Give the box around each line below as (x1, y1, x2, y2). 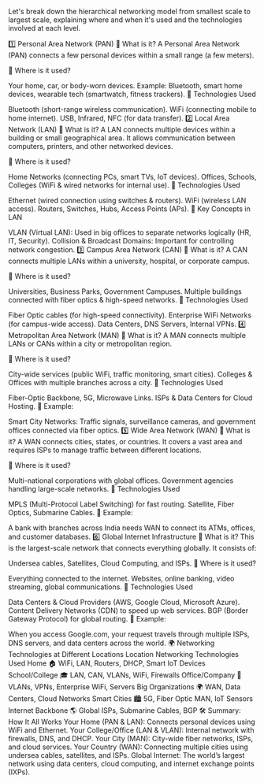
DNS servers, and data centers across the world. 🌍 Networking (8, 638, 215, 648)
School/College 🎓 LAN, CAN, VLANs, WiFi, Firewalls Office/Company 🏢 (8, 670, 242, 680)
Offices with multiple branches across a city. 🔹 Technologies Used (8, 378, 224, 387)
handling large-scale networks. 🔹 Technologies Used (8, 484, 180, 493)
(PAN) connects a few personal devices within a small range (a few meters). (8, 50, 255, 60)
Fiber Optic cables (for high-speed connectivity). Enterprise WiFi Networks (8, 310, 252, 320)
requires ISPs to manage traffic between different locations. (8, 445, 203, 455)
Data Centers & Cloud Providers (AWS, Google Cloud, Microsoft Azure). (8, 598, 240, 607)
